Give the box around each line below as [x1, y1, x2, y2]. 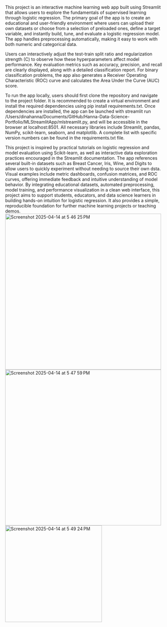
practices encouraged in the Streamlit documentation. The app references [5, 155, 158, 161]
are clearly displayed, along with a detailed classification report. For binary [5, 67, 159, 73]
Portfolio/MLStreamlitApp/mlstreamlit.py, [5, 119, 89, 125]
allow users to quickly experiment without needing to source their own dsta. [5, 166, 161, 172]
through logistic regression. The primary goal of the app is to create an [5, 15, 151, 20]
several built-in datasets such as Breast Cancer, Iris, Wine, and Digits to [5, 161, 152, 166]
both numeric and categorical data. [5, 41, 77, 47]
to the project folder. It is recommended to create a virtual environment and [5, 98, 160, 104]
